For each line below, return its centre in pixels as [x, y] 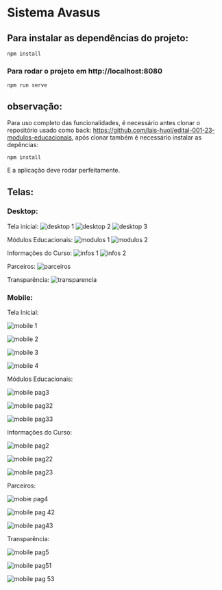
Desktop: [23, 211]
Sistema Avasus [54, 13]
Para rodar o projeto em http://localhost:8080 [85, 71]
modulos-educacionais [39, 138]
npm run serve [27, 85]
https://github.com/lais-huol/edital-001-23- [154, 130]
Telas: [21, 192]
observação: [35, 106]
